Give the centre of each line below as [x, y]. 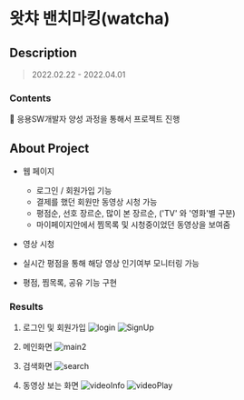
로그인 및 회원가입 [54, 327]
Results [26, 307]
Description [43, 52]
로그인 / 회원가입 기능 [74, 191]
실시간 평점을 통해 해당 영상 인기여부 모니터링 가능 [111, 264]
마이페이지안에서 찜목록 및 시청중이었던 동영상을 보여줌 [133, 225]
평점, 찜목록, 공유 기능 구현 [70, 283]
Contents [30, 98]
